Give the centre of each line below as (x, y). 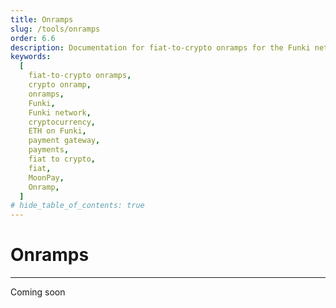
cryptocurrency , (62, 122)
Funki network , (60, 112)
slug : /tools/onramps (55, 29)
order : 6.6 (33, 38)
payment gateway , (64, 141)
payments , (49, 150)
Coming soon (38, 292)
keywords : (31, 57)
